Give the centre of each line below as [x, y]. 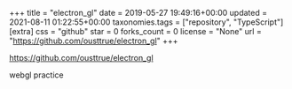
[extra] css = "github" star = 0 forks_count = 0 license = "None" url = [135, 31]
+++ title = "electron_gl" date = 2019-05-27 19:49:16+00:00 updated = [138, 13]
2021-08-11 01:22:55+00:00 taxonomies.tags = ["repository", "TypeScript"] [146, 22]
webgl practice [36, 75]
